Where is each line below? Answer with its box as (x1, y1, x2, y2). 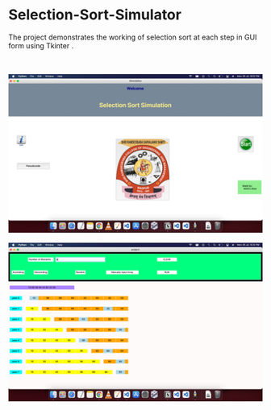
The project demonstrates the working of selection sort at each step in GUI (8, 32, 257, 42)
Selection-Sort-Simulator (8, 6, 181, 24)
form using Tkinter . (8, 40, 74, 50)
